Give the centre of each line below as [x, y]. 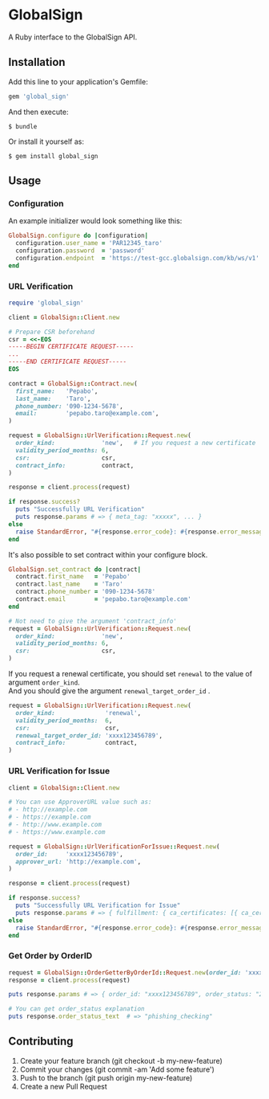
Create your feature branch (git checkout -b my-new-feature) [121, 1060]
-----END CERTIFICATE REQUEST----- [68, 362]
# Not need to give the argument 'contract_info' [93, 621]
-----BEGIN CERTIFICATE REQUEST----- [71, 347]
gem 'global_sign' [39, 96]
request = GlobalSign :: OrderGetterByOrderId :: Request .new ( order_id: [125, 972]
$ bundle [23, 126]
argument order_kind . [44, 682]
